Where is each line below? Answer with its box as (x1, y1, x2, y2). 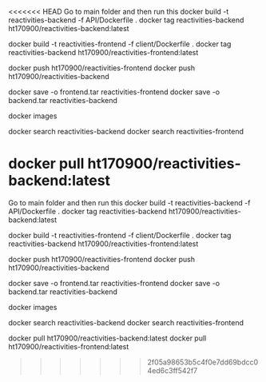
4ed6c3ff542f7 (147, 365, 198, 375)
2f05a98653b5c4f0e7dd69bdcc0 (147, 357, 259, 367)
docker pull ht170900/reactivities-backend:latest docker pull (8, 333, 207, 343)
